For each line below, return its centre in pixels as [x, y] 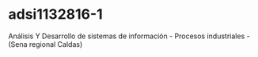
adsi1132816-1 [55, 14]
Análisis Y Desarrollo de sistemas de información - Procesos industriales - [129, 36]
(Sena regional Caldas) [46, 44]
